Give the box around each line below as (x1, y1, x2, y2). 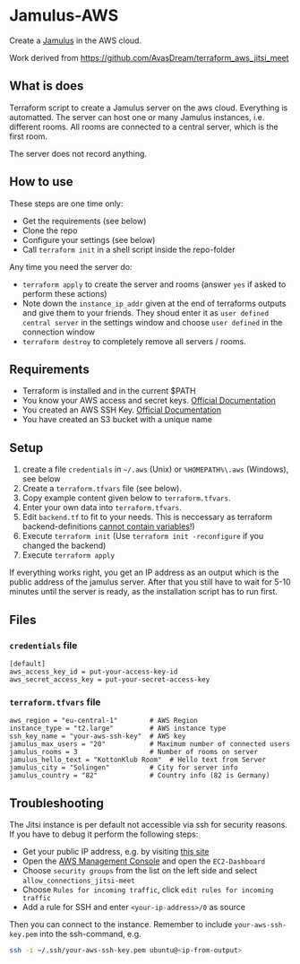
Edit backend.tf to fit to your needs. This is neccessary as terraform (21, 512, 273, 523)
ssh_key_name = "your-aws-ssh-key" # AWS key (9, 732, 186, 741)
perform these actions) (21, 288, 107, 299)
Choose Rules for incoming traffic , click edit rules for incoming (21, 884, 274, 895)
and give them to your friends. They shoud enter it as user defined (21, 307, 270, 318)
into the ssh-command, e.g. (39, 928, 141, 939)
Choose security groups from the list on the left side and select (21, 864, 258, 875)
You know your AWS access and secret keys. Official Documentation (21, 395, 276, 406)
